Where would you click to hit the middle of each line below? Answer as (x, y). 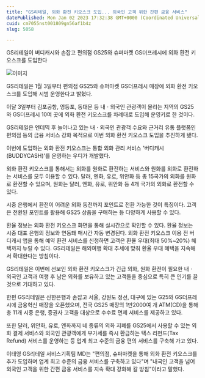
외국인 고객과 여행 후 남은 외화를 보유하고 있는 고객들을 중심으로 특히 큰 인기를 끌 (102, 276)
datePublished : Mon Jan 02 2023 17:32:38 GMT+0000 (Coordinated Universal (103, 18)
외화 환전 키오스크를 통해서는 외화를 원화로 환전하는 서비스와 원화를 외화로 (94, 169)
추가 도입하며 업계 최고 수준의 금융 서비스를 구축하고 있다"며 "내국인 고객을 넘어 (101, 361)
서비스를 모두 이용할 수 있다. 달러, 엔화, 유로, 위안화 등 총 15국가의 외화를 (99, 176)
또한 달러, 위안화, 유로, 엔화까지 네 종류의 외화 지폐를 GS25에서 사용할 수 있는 (99, 325)
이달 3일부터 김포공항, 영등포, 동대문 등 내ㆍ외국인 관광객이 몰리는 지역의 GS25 (100, 107)
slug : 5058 (20, 29)
